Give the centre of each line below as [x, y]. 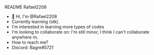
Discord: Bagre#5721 [33, 47]
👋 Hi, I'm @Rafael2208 [34, 16]
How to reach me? [30, 42]
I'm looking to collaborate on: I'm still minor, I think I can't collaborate [80, 32]
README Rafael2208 [26, 7]
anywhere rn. [25, 37]
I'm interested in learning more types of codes [58, 27]
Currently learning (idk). [35, 22]
